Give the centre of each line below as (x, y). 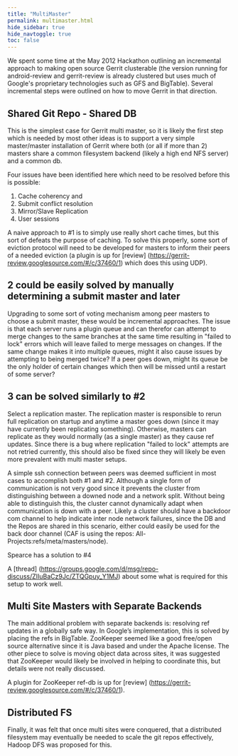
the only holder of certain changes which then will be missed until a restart (117, 366)
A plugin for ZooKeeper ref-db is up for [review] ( (79, 683)
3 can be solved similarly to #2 (76, 397)
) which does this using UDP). (164, 263)
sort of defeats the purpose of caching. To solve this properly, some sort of (118, 240)
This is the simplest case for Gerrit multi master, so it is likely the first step (115, 130)
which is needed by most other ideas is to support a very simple (101, 138)
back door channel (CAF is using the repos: (71, 533)
